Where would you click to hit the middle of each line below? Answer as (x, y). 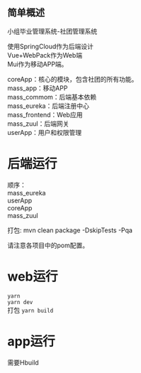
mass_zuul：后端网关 (38, 124)
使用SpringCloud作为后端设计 (51, 46)
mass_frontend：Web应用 (45, 114)
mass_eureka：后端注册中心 (49, 106)
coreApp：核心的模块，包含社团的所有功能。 (73, 79)
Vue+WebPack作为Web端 (45, 55)
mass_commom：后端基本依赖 (52, 97)
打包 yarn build (30, 310)
